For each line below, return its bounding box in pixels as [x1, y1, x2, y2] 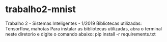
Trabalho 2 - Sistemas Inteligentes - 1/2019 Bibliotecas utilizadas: [5, 20, 142, 26]
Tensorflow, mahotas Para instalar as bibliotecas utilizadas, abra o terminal [5, 25, 162, 31]
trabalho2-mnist [5, 4, 76, 15]
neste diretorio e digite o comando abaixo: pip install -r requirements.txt [5, 31, 156, 37]
